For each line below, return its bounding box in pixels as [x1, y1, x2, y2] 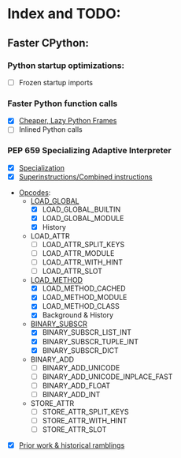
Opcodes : [18, 187, 51, 197]
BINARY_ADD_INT [42, 389, 101, 399]
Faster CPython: [7, 36, 90, 50]
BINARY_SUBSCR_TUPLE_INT [42, 336, 139, 346]
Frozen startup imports [18, 77, 94, 87]
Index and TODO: [7, 5, 121, 23]
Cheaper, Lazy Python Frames [18, 116, 117, 126]
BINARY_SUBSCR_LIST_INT [42, 328, 131, 337]
